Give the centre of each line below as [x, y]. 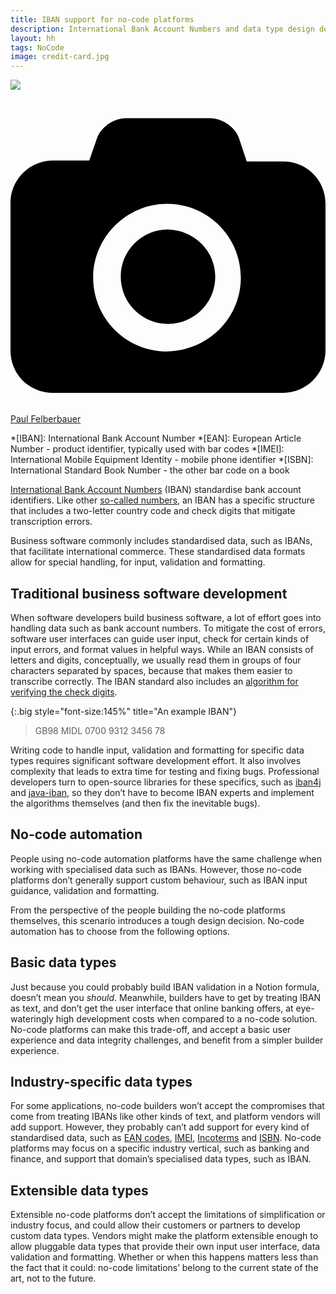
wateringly [32, 1018]
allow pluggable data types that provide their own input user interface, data [165, 1247]
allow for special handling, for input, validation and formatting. [138, 562]
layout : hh [33, 38]
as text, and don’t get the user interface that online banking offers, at [152, 1008]
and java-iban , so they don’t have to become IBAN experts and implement [162, 792]
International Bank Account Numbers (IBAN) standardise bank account [156, 490]
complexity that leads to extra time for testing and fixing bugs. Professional [165, 771]
